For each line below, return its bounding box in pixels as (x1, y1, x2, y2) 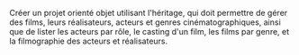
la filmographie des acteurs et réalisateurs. (9, 35, 168, 46)
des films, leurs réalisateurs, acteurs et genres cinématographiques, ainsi (9, 17, 281, 27)
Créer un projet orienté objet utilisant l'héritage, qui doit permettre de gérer (9, 8, 288, 18)
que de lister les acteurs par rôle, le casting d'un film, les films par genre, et (9, 27, 290, 36)
